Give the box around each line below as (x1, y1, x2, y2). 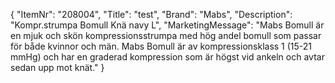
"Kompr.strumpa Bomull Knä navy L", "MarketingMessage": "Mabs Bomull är (10, 19, 325, 31)
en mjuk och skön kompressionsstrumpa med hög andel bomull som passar (10, 30, 322, 41)
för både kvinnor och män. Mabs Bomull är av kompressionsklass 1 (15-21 (10, 40, 313, 52)
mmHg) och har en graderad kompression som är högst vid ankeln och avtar (10, 51, 325, 63)
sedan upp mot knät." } (10, 62, 105, 73)
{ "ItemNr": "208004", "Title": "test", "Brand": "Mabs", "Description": (10, 9, 293, 20)
